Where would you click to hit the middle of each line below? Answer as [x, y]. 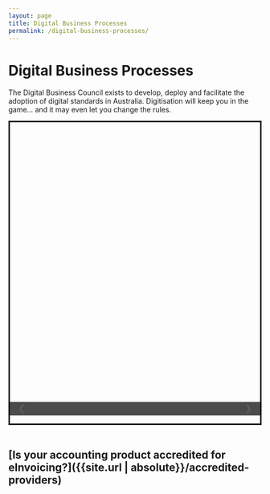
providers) [35, 480]
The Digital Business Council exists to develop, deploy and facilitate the [127, 92]
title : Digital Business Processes [68, 23]
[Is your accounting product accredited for [117, 455]
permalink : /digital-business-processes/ [79, 31]
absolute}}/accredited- [190, 467]
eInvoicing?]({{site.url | [68, 467]
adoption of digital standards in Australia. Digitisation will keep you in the [129, 101]
